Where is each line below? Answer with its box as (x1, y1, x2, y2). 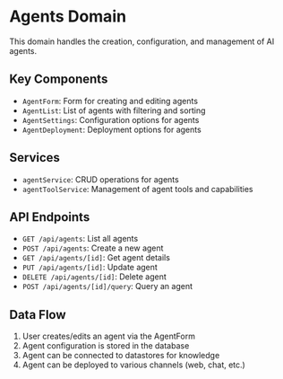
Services (9, 150, 61, 165)
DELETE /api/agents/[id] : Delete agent (21, 271, 167, 282)
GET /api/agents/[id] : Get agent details (21, 252, 170, 263)
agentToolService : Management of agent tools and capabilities (21, 183, 253, 194)
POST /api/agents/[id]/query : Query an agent (21, 281, 193, 292)
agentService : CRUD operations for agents (21, 173, 179, 185)
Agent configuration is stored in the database (21, 340, 190, 351)
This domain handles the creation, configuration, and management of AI (9, 36, 275, 47)
